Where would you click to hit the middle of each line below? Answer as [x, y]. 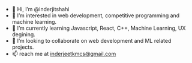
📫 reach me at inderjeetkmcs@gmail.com [64, 54]
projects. [23, 47]
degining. [24, 34]
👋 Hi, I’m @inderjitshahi [40, 9]
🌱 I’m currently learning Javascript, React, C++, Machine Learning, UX [99, 28]
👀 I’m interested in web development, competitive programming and [96, 15]
